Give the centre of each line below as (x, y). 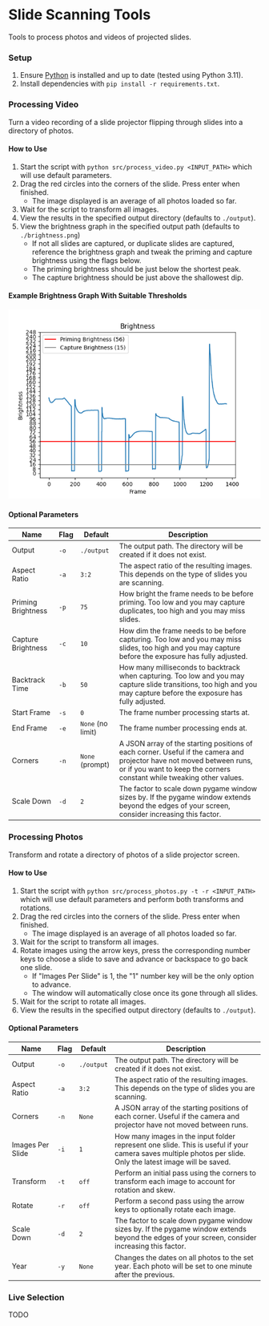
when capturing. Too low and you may (182, 676)
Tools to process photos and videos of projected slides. (100, 37)
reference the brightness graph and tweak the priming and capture (142, 252)
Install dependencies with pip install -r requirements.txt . (120, 84)
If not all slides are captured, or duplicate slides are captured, (133, 243)
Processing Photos (46, 837)
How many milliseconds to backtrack (180, 667)
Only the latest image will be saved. (173, 1162)
